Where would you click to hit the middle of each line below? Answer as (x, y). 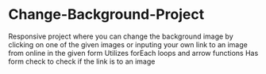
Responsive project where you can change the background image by (121, 36)
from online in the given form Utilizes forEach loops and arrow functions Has (133, 53)
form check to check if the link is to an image (82, 61)
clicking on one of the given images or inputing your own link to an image (128, 44)
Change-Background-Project (106, 15)
